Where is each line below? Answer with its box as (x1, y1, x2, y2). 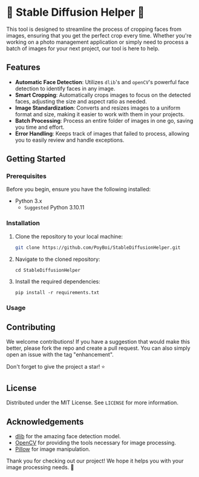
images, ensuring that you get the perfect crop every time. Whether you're (6, 31, 192, 39)
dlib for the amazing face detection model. (15, 432, 121, 439)
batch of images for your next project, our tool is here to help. (6, 45, 160, 52)
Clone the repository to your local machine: (15, 232, 123, 240)
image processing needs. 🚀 (6, 463, 74, 471)
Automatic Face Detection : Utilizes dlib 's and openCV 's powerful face (15, 78, 189, 85)
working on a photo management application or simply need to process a (6, 38, 189, 45)
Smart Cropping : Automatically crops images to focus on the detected (15, 91, 191, 99)
